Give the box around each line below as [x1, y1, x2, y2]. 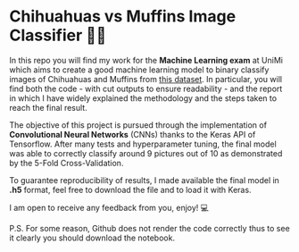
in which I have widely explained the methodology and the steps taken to [9, 92, 278, 104]
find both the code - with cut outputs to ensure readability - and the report [9, 83, 283, 94]
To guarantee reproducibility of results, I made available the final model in [9, 174, 279, 185]
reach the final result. [9, 102, 87, 113]
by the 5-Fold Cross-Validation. [9, 157, 124, 168]
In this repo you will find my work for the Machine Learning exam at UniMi [9, 55, 284, 65]
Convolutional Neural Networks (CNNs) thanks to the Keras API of [9, 129, 256, 139]
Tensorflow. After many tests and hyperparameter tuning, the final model [9, 139, 277, 149]
